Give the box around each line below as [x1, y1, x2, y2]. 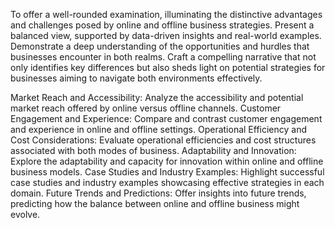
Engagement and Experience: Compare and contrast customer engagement [10, 113, 323, 124]
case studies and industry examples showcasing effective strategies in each [10, 177, 325, 188]
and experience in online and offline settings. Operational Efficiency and [10, 124, 308, 135]
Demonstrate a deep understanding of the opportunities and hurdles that [10, 40, 310, 52]
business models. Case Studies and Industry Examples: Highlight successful [10, 166, 325, 178]
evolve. [10, 209, 41, 220]
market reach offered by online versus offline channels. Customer [10, 102, 282, 114]
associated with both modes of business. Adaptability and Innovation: [10, 145, 297, 156]
